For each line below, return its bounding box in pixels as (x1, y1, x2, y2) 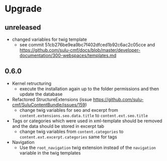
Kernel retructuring (12, 80, 51, 86)
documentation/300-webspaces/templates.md (19, 52, 117, 58)
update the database (19, 91, 63, 97)
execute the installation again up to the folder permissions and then (19, 86, 159, 92)
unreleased (5, 23, 41, 32)
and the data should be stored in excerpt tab (12, 123, 104, 129)
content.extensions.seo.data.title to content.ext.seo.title (19, 112, 148, 118)
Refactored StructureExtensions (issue (12, 96, 92, 102)
